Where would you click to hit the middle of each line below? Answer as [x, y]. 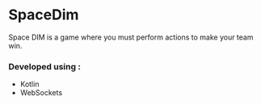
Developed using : [44, 66]
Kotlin [29, 84]
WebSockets [41, 93]
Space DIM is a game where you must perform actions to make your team [131, 37]
